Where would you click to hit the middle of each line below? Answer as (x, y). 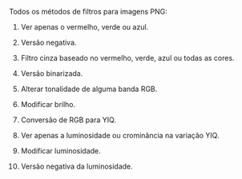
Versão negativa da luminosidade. (77, 166)
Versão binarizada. (52, 74)
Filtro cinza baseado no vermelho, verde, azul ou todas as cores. (127, 58)
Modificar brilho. (48, 104)
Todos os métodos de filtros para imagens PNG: (88, 12)
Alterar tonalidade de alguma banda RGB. (89, 89)
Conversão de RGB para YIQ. (69, 120)
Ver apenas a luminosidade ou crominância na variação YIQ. (120, 135)
